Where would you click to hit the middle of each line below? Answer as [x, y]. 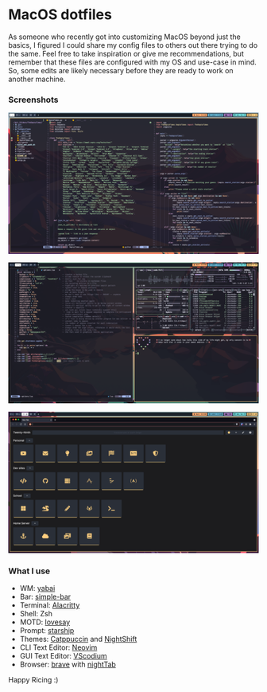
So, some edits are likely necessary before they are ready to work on [121, 70]
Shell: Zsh [36, 614]
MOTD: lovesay [45, 622]
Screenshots [33, 100]
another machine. [37, 79]
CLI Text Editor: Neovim [58, 647]
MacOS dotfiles [60, 15]
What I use [29, 571]
